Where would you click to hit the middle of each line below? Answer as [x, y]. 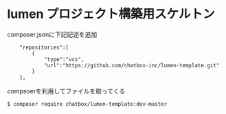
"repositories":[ [44, 47]
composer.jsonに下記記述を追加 [52, 34]
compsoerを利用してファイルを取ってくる [66, 91]
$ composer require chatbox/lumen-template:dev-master [87, 104]
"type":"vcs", [64, 59]
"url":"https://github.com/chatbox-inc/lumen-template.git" [132, 65]
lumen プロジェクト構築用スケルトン [111, 14]
